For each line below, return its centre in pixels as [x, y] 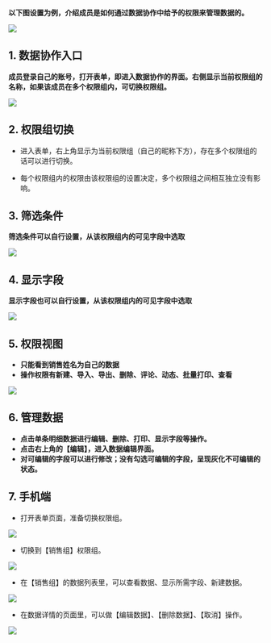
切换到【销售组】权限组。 [63, 550]
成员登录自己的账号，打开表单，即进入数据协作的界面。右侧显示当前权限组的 [135, 77]
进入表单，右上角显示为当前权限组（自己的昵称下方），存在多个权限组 [135, 150]
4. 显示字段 [36, 280]
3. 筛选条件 [36, 216]
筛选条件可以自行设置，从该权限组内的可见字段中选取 [97, 236]
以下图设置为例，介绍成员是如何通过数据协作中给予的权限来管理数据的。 [128, 13]
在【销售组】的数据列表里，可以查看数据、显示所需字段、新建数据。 [133, 582]
